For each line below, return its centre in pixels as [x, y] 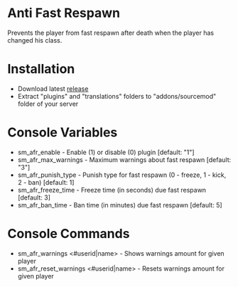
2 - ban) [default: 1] [46, 182]
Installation [41, 69]
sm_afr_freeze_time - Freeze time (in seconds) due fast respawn [112, 190]
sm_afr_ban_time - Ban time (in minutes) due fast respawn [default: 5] [120, 205]
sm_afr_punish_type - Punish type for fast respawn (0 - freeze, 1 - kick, [122, 175]
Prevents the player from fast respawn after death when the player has [111, 33]
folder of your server [48, 104]
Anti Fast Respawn [64, 13]
